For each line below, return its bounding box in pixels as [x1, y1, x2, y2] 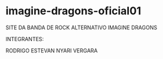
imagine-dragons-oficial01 [5, 4, 142, 18]
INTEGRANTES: [5, 35, 44, 42]
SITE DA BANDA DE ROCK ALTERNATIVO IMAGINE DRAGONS [5, 24, 158, 31]
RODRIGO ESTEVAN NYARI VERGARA [5, 46, 98, 54]
